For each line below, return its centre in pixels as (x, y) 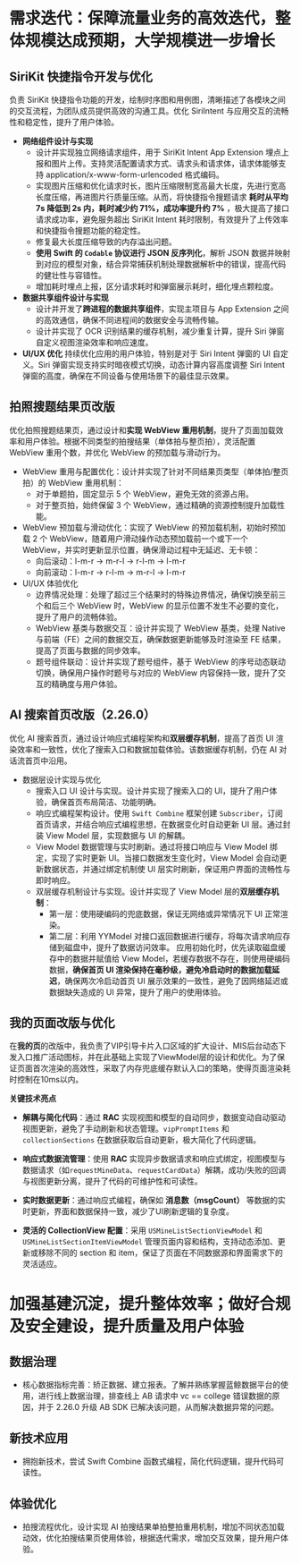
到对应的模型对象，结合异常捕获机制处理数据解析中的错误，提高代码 (161, 264)
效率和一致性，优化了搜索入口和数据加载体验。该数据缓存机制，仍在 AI (147, 749)
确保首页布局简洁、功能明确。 (106, 802)
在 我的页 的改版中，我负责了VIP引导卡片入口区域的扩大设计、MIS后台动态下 (148, 1046)
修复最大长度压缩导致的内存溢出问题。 (106, 242)
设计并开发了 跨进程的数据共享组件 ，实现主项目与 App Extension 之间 (162, 309)
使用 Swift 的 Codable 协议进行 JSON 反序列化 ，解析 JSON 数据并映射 (163, 253)
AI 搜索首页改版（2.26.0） (83, 715)
